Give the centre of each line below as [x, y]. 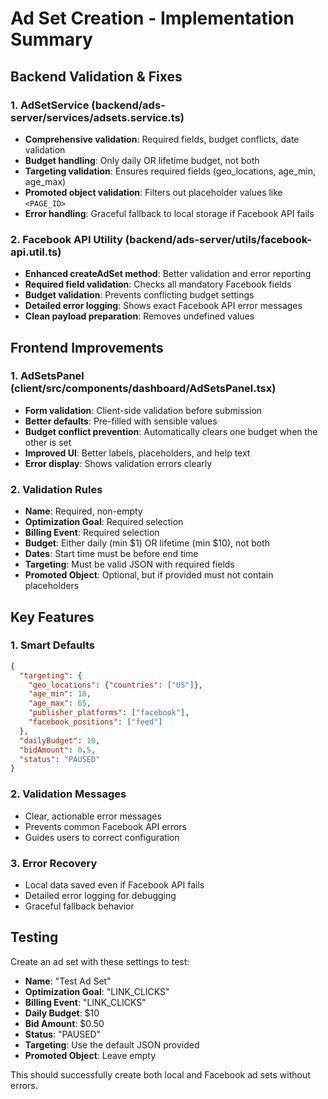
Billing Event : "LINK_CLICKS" [85, 1002]
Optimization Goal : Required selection [104, 522]
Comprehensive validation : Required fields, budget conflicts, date [162, 139]
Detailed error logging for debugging [100, 895]
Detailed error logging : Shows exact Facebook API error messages [163, 306]
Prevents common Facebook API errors [105, 826]
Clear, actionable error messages [93, 816]
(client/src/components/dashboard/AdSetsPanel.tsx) [143, 389]
